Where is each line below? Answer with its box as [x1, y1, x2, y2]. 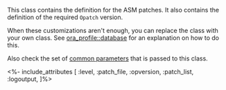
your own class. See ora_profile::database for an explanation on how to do [7, 34, 220, 42]
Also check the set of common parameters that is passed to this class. [7, 54, 208, 63]
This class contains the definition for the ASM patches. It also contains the [7, 6, 220, 14]
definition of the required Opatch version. [7, 13, 123, 21]
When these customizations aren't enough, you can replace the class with [7, 27, 218, 34]
